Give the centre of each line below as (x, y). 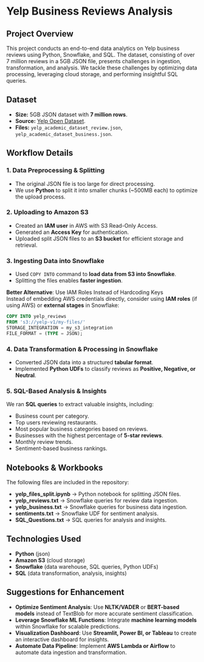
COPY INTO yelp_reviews (37, 317)
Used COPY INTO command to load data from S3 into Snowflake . (96, 274)
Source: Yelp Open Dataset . (50, 121)
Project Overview (40, 34)
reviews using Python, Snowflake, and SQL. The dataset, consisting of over (100, 55)
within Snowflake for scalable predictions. (68, 626)
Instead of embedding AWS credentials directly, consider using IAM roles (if (102, 299)
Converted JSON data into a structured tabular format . (84, 362)
